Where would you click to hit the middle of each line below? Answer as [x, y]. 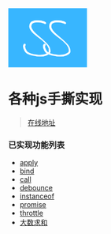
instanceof [37, 196]
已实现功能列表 [37, 145]
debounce [36, 187]
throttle [31, 213]
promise [33, 204]
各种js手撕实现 [55, 99]
